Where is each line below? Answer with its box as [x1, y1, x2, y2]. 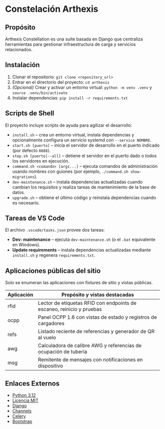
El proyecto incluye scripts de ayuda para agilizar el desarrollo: [5, 122, 133, 128]
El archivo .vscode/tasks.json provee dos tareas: [5, 227, 105, 233]
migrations [12, 174, 35, 179]
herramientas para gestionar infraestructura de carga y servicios [5, 41, 136, 47]
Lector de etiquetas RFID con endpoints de [38, 299, 137, 306]
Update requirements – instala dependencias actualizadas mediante [12, 247, 151, 253]
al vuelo [38, 334, 56, 341]
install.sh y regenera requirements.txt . [12, 252, 96, 258]
